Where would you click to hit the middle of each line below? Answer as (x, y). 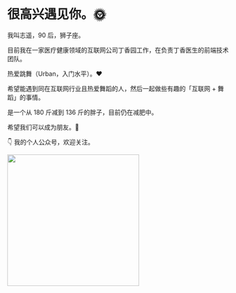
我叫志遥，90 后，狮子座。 (46, 35)
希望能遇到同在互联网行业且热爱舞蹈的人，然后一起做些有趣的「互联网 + (112, 88)
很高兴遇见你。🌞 (57, 14)
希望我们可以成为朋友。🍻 (43, 127)
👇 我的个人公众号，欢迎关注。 (51, 142)
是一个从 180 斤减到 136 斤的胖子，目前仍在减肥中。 (83, 112)
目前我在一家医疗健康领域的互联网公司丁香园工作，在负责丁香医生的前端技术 (118, 50)
